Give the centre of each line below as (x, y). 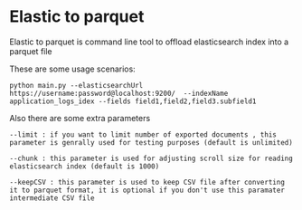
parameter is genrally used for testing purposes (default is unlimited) (151, 142)
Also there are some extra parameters (80, 118)
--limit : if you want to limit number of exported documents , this (143, 134)
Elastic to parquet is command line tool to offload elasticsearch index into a (149, 42)
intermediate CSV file (52, 198)
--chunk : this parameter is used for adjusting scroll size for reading (151, 158)
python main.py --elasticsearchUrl (76, 85)
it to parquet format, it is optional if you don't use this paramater (147, 190)
